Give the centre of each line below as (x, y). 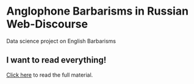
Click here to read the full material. (50, 75)
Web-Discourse (47, 24)
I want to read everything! (56, 60)
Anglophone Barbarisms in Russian (98, 11)
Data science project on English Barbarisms (61, 41)
